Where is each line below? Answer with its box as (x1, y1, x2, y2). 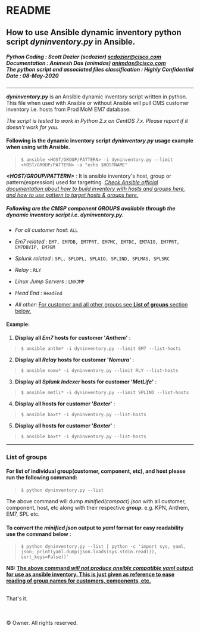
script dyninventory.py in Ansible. (6, 36, 136, 47)
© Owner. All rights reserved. (6, 619, 79, 627)
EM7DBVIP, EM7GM (14, 244, 55, 250)
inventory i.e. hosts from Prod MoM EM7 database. (6, 106, 131, 113)
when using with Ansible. (6, 144, 70, 151)
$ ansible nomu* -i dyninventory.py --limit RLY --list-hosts (20, 367, 179, 373)
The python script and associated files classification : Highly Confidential (6, 66, 193, 73)
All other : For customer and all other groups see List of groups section (14, 300, 188, 308)
